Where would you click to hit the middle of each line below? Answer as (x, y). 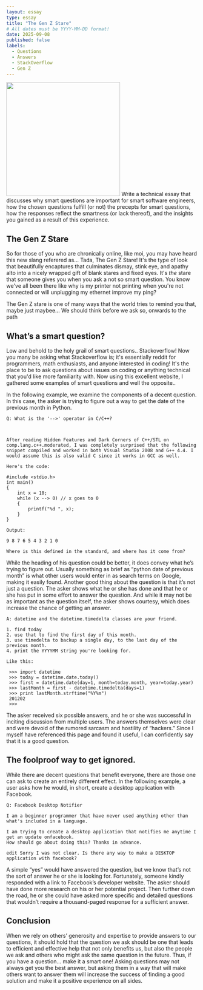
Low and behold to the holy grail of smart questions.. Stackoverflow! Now (98, 351)
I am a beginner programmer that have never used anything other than (97, 816)
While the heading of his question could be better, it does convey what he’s (100, 563)
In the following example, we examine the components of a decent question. (101, 395)
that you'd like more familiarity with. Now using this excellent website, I (95, 376)
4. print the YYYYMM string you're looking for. (69, 651)
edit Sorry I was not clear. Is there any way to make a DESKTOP (90, 853)
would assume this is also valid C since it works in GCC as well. (93, 456)
